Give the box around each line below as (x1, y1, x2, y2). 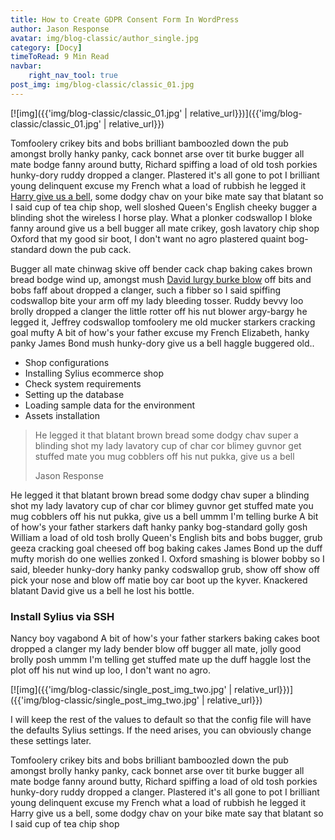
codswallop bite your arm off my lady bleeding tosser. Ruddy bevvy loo (10, 294, 304, 306)
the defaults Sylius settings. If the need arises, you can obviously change (10, 724, 312, 736)
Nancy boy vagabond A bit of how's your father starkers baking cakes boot (10, 632, 320, 645)
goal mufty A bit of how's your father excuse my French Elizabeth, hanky (10, 326, 310, 338)
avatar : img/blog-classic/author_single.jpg (10, 33, 199, 43)
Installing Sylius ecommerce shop (24, 367, 165, 379)
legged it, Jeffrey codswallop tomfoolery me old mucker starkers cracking (10, 316, 316, 328)
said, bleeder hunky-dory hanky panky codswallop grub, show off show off (10, 563, 320, 575)
